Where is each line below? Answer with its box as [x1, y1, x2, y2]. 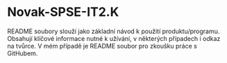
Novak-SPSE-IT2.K [7, 4, 119, 20]
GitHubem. [7, 49, 38, 57]
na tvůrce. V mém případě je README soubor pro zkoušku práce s [7, 42, 198, 50]
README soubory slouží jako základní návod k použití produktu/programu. [7, 27, 220, 35]
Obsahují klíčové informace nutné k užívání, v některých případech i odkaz [7, 34, 221, 42]
